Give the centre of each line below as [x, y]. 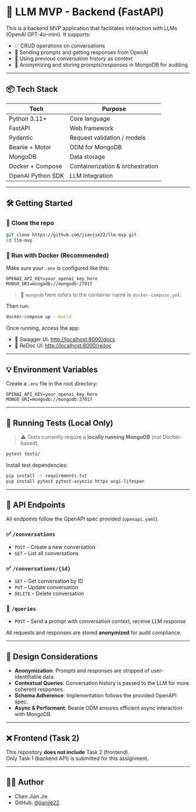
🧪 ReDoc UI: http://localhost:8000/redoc [63, 346]
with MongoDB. [33, 714]
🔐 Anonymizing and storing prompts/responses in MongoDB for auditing [101, 64]
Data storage [87, 156]
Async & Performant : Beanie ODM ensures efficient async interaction [98, 708]
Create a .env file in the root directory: [52, 384]
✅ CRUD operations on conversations [60, 46]
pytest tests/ [23, 454]
